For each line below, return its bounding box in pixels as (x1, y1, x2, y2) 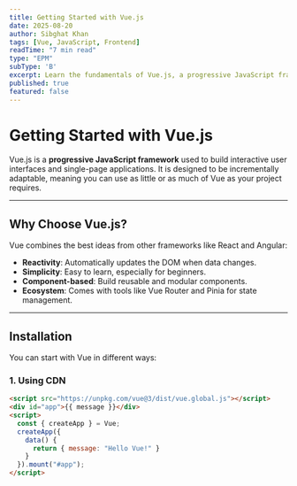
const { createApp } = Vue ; (17, 419, 121, 428)
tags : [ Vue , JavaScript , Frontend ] (9, 37, 141, 47)
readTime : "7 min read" (9, 46, 97, 55)
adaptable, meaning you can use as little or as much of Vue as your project (9, 174, 283, 184)
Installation (9, 328, 72, 343)
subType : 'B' (9, 63, 57, 72)
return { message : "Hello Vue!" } (32, 444, 161, 452)
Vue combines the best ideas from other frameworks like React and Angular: (9, 240, 288, 251)
